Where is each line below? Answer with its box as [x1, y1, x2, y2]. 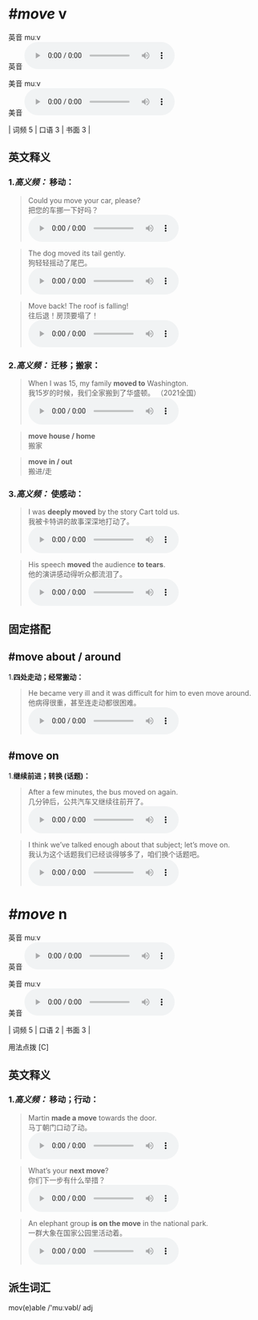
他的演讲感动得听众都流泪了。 [27, 570, 127, 579]
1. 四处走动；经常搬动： [8, 672, 84, 682]
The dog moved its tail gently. [27, 248, 127, 258]
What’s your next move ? [27, 1166, 110, 1175]
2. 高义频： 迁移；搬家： [8, 359, 101, 370]
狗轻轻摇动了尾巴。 [27, 258, 92, 268]
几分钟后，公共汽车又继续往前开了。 [27, 797, 148, 807]
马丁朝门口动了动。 [27, 1122, 92, 1132]
